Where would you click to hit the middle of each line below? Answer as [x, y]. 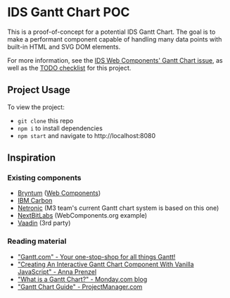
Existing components [44, 178]
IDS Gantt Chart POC [69, 12]
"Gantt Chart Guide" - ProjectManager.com [80, 287]
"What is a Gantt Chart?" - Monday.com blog [82, 279]
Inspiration [32, 158]
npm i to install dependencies [60, 128]
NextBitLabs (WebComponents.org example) [82, 216]
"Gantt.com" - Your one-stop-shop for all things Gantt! [96, 256]
